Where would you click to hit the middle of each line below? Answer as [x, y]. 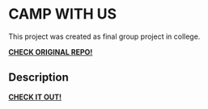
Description [38, 78]
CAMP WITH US [63, 14]
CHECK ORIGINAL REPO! [51, 52]
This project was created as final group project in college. [104, 36]
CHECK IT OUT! [35, 97]
